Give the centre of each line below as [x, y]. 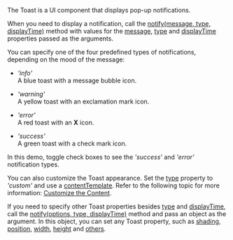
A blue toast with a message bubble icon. [77, 80]
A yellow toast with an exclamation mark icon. [83, 101]
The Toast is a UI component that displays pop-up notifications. [99, 10]
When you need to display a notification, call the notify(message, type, [109, 23]
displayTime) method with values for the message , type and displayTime [112, 31]
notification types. [33, 164]
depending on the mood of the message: [66, 59]
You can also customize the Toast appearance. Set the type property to [110, 178]
